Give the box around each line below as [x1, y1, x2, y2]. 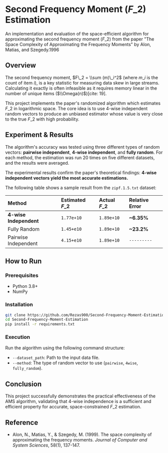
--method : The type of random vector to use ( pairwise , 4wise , [12, 360, 138, 366]
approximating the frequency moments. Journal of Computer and [12, 437, 147, 443]
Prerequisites [5, 272, 38, 279]
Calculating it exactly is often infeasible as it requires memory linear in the [5, 85, 157, 91]
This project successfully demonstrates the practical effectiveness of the [5, 393, 156, 399]
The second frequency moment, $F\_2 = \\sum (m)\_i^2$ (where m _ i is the [5, 74, 158, 81]
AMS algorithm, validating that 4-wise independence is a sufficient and [5, 398, 151, 404]
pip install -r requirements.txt [5, 322, 75, 327]
